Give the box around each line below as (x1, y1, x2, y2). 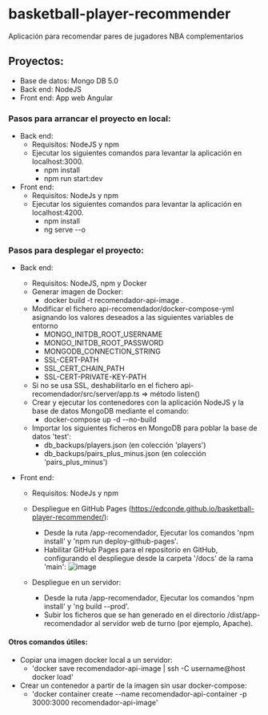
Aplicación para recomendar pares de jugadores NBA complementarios (8, 31, 244, 41)
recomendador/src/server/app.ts (31, 390, 140, 399)
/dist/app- (226, 610, 261, 620)
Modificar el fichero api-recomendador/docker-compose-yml (31, 304, 234, 313)
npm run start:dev (43, 174, 103, 184)
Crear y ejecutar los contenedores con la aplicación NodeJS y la (31, 398, 244, 407)
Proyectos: (8, 55, 64, 68)
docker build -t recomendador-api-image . (43, 296, 184, 305)
